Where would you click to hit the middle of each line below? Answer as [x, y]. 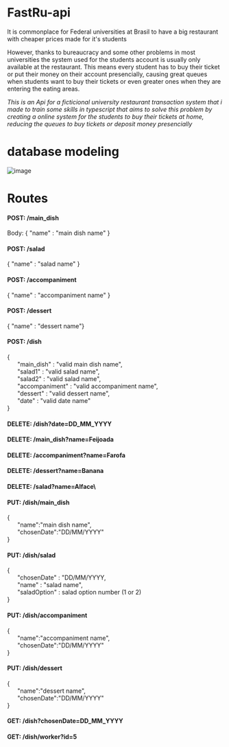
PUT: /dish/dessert [35, 668]
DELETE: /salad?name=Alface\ [51, 487]
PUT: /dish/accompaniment [47, 615]
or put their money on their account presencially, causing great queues [107, 74]
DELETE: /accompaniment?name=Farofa [66, 455]
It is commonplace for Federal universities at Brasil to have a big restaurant [113, 32]
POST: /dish [25, 342]
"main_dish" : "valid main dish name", [70, 365]
